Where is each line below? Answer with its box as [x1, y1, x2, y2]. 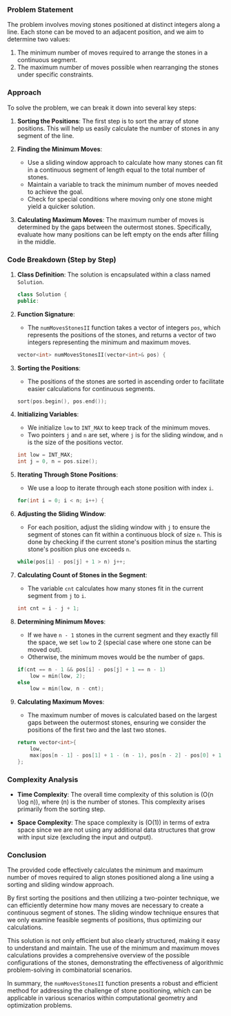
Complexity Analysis [7, 775, 79, 784]
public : [17, 297, 39, 304]
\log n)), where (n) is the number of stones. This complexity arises [17, 798, 205, 806]
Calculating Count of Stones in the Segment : [17, 570, 148, 579]
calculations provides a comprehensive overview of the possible [7, 951, 190, 959]
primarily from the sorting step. [17, 805, 106, 813]
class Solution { [17, 291, 68, 298]
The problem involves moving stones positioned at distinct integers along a [7, 21, 221, 29]
